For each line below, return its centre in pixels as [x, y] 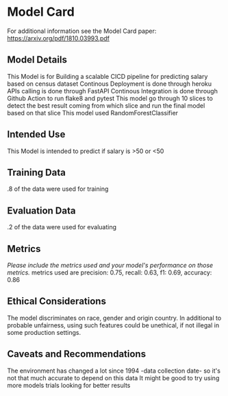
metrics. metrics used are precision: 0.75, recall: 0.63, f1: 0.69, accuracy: [110, 272]
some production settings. [44, 332]
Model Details [37, 60]
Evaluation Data [41, 210]
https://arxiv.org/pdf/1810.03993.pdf [58, 38]
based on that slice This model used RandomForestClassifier [93, 113]
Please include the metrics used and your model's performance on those [110, 265]
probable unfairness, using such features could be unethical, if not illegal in [113, 325]
